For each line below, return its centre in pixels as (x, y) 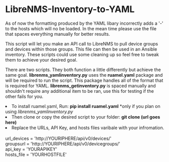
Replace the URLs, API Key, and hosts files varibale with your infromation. (88, 128)
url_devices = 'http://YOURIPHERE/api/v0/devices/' (59, 138)
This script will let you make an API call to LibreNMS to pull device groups (82, 43)
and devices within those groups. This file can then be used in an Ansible (81, 49)
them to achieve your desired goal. (41, 60)
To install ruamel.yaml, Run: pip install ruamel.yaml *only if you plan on (86, 106)
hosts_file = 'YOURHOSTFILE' (36, 154)
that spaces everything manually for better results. (58, 34)
